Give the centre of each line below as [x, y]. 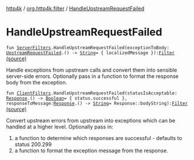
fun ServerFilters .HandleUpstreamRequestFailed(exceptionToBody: [88, 47]
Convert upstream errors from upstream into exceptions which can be [91, 120]
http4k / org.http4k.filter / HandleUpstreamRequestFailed [75, 8]
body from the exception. [37, 82]
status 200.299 [33, 144]
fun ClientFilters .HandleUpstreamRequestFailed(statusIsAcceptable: [92, 93]
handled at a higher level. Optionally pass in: [60, 127]
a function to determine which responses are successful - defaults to [98, 138]
